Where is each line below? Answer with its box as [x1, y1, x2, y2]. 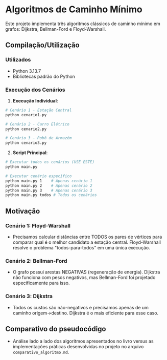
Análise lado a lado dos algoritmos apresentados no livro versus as [12, 338, 154, 344]
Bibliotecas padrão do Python [12, 73, 76, 79]
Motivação [5, 206, 40, 216]
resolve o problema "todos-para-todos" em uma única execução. [12, 244, 151, 250]
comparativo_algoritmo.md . [12, 349, 69, 355]
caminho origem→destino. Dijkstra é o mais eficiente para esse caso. [12, 310, 159, 316]
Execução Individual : [12, 97, 58, 103]
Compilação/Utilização [5, 41, 80, 50]
